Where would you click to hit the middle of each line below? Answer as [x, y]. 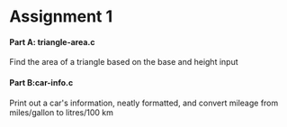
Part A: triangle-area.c [52, 41]
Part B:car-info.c [41, 82]
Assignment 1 [61, 17]
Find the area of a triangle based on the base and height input [124, 62]
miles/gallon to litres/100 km [62, 112]
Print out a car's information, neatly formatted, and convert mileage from [144, 103]
